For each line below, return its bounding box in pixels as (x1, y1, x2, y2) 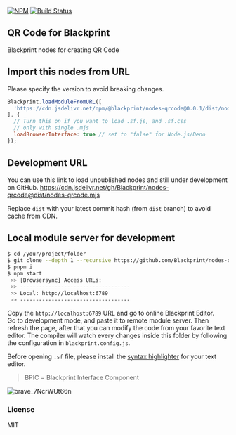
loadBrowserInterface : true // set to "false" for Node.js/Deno (13, 131, 206, 138)
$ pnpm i (7, 264, 33, 271)
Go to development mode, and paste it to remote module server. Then (7, 316, 209, 325)
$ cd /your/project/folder (7, 250, 86, 258)
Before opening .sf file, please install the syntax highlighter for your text (7, 352, 216, 361)
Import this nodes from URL (7, 66, 130, 78)
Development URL (7, 157, 88, 169)
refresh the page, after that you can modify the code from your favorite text (7, 324, 226, 332)
